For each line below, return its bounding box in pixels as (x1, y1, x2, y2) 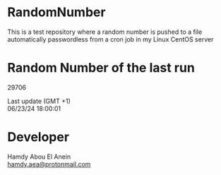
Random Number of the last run (7, 60, 196, 76)
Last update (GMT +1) (7, 97, 71, 105)
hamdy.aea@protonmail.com (7, 159, 91, 168)
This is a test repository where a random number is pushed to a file (7, 28, 203, 36)
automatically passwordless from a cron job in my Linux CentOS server (7, 35, 214, 43)
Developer (7, 129, 69, 145)
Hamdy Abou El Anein (7, 152, 71, 161)
